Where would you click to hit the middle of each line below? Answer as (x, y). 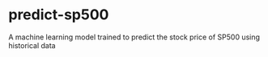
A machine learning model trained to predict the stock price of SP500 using (134, 37)
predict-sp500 (59, 15)
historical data (32, 45)
